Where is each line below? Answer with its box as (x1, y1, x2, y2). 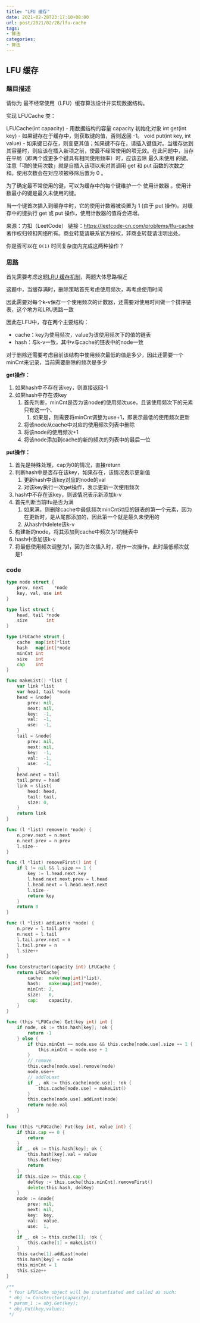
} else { (17, 1036, 39, 1042)
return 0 (17, 904, 39, 910)
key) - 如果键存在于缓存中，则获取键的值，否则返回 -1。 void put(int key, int (6, 132, 191, 139)
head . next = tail (17, 772, 60, 778)
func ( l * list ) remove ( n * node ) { (6, 827, 92, 833)
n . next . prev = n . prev (17, 838, 70, 844)
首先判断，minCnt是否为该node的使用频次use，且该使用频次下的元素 (23, 399, 193, 406)
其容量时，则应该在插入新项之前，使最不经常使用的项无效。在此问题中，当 (6, 147, 189, 154)
